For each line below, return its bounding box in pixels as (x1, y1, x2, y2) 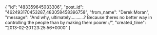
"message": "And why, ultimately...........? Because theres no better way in (5, 15, 152, 20)
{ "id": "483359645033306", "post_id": (5, 4, 84, 10)
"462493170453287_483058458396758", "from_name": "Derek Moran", (5, 9, 150, 15)
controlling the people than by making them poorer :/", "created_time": (5, 19, 146, 25)
